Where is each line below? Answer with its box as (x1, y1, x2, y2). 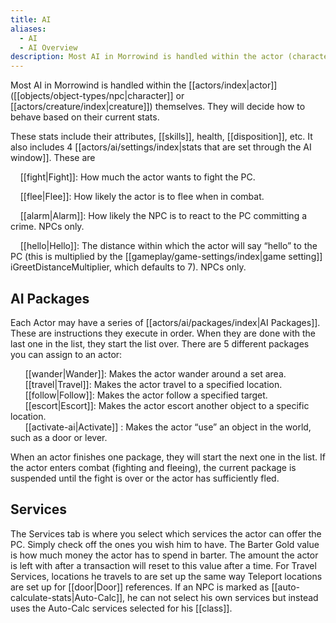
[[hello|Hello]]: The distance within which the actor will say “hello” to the (19, 240, 318, 252)
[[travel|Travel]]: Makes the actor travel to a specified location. (24, 378, 283, 390)
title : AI (10, 14, 52, 25)
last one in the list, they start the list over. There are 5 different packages (10, 337, 310, 350)
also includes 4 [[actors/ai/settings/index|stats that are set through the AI (10, 141, 312, 153)
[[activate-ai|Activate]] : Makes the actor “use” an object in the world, (24, 421, 312, 433)
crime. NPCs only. (10, 221, 85, 233)
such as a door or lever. (10, 431, 108, 443)
